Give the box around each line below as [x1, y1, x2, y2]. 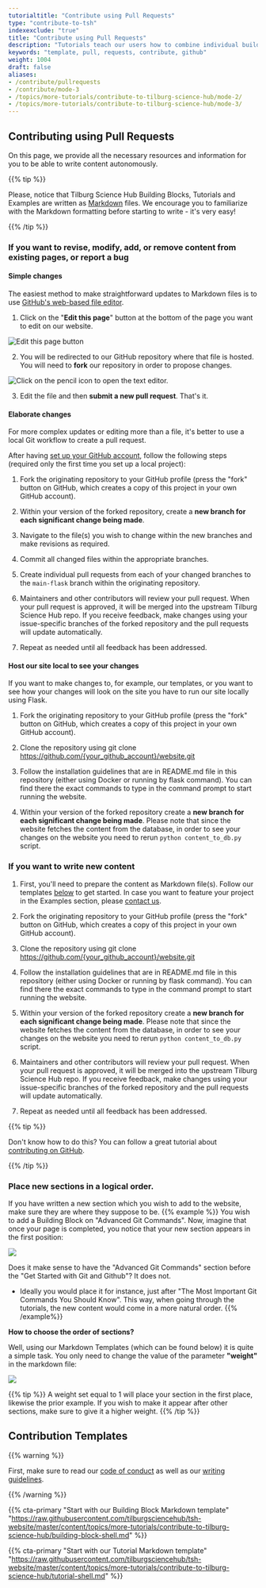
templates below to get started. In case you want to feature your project [19, 887, 254, 897]
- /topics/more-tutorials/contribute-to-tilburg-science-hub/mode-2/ [8, 93, 243, 101]
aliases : [8, 71, 37, 79]
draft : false [8, 63, 51, 71]
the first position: [8, 1232, 64, 1242]
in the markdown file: [8, 1359, 78, 1369]
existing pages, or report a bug [8, 252, 129, 263]
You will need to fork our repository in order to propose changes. [19, 360, 232, 370]
